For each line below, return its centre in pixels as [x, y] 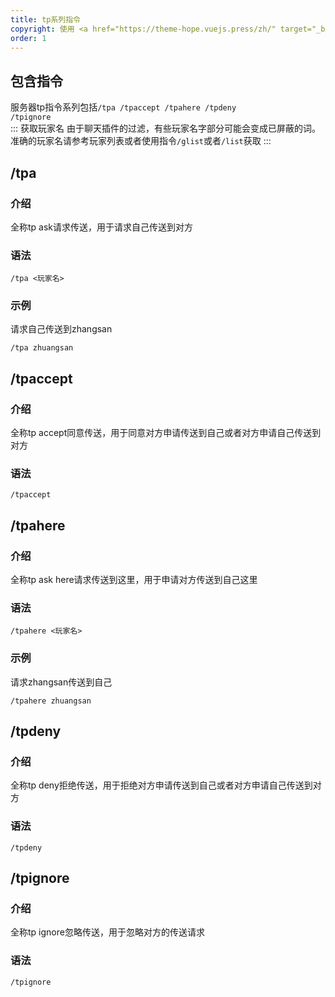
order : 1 [28, 38]
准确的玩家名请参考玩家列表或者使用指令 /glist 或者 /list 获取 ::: [141, 141]
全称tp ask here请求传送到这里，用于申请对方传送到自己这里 [134, 580]
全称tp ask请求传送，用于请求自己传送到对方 [102, 227]
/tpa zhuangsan [42, 348]
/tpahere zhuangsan [51, 701]
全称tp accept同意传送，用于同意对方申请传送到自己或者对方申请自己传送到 [166, 433]
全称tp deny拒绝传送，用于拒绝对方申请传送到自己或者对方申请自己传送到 [161, 785]
